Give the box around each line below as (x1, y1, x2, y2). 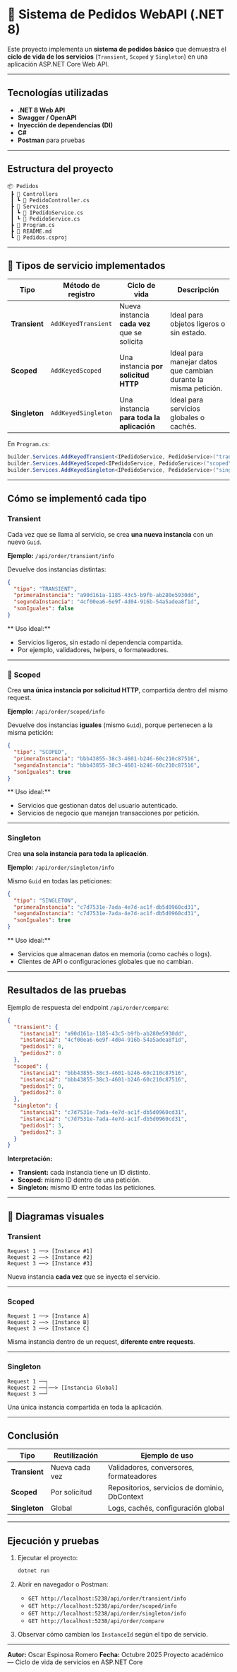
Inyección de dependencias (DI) (17, 120, 113, 129)
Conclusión (7, 1430, 59, 1442)
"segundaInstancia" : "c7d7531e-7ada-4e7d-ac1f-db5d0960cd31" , (13, 910, 200, 917)
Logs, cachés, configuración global (108, 1503, 224, 1513)
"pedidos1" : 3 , (20, 1122, 65, 1129)
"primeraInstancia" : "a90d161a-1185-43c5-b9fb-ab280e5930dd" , (13, 592, 200, 599)
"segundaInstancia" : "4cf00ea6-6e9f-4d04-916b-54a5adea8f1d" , (13, 598, 200, 605)
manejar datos (170, 357, 218, 367)
